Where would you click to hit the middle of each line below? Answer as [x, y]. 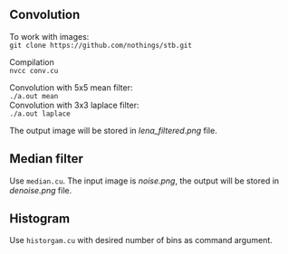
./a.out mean [34, 96]
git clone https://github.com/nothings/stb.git [101, 45]
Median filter [47, 159]
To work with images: [49, 36]
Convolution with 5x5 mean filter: [71, 87]
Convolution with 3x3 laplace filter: [74, 105]
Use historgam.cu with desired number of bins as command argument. [141, 240]
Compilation [32, 61]
